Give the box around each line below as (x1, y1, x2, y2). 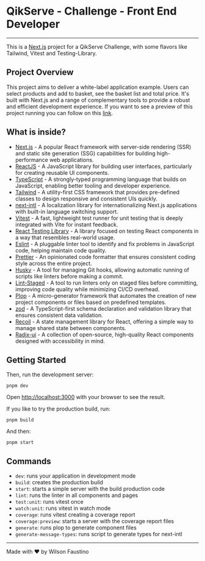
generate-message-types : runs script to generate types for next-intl (15, 531, 182, 538)
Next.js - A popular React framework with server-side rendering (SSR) (15, 143, 192, 150)
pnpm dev (6, 383, 29, 389)
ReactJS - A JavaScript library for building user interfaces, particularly (15, 163, 192, 170)
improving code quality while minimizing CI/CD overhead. (15, 285, 160, 293)
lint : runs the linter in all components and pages (15, 492, 138, 499)
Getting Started (6, 355, 67, 365)
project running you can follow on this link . (6, 109, 113, 116)
